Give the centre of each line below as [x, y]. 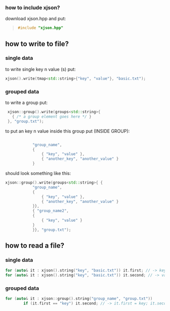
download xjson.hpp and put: [36, 19]
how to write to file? [37, 44]
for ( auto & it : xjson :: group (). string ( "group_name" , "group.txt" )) [79, 299]
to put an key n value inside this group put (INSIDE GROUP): [68, 131]
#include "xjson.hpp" [40, 28]
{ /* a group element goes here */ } [52, 116]
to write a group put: [27, 102]
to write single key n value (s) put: [40, 69]
